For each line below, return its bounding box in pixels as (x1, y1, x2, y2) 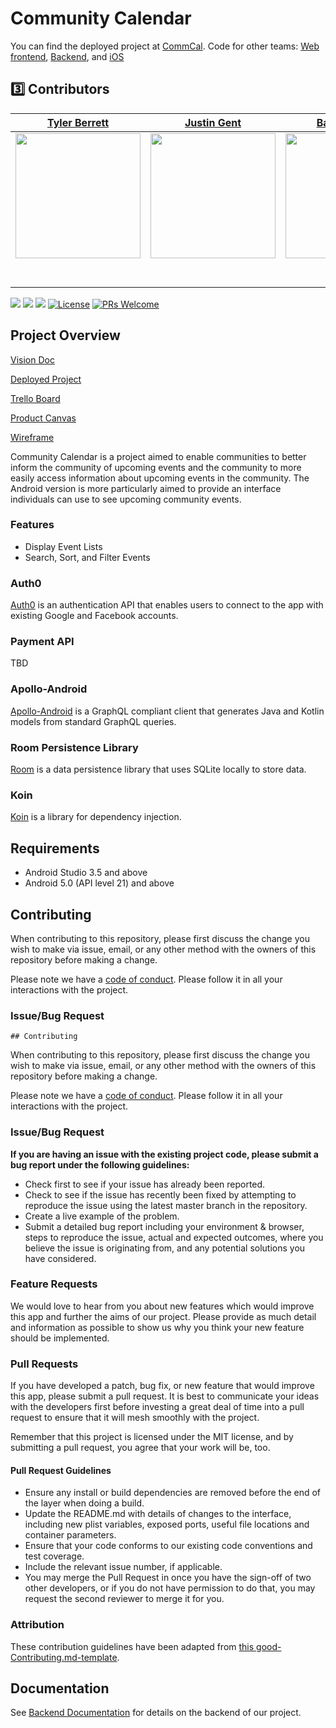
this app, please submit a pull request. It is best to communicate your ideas (10, 1390, 320, 1402)
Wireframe (10, 431, 55, 443)
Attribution (10, 1618, 65, 1632)
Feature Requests (10, 1277, 98, 1291)
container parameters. (24, 1529, 117, 1541)
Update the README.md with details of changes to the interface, (24, 1508, 292, 1520)
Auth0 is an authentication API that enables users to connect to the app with (10, 599, 324, 611)
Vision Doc (10, 353, 55, 366)
